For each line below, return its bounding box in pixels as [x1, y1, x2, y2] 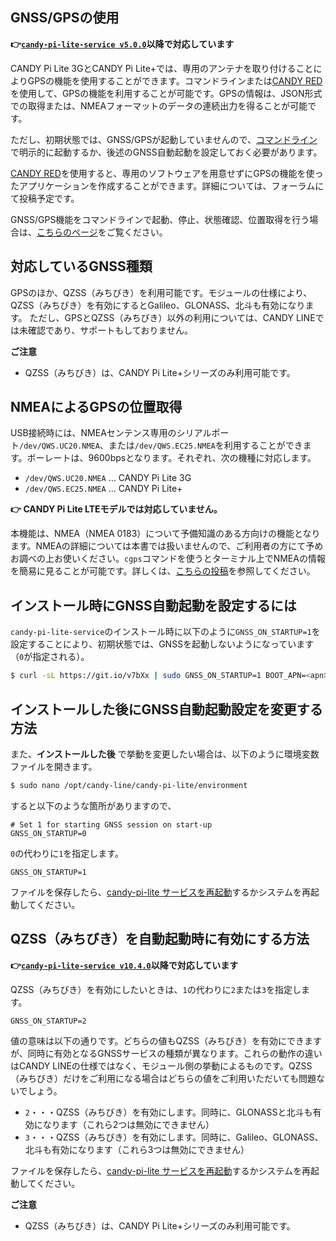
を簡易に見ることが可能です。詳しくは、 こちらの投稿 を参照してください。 [10, 565, 316, 577]
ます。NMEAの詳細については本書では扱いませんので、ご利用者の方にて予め [10, 540, 324, 552]
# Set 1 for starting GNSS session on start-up [10, 819, 213, 830]
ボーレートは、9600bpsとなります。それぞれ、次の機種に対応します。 [26, 452, 317, 464]
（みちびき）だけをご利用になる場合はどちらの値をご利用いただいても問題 [10, 1072, 317, 1084]
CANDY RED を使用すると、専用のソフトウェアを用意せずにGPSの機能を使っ [10, 167, 324, 179]
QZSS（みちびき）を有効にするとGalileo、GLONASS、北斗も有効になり [10, 299, 306, 311]
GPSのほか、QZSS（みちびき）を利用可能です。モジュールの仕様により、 [10, 286, 313, 298]
